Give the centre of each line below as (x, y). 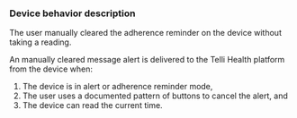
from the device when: (51, 69)
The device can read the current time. (93, 105)
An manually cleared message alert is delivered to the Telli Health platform (147, 60)
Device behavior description (72, 13)
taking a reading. (40, 42)
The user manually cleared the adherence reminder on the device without (145, 33)
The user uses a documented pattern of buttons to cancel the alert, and (155, 96)
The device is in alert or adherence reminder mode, (117, 87)
